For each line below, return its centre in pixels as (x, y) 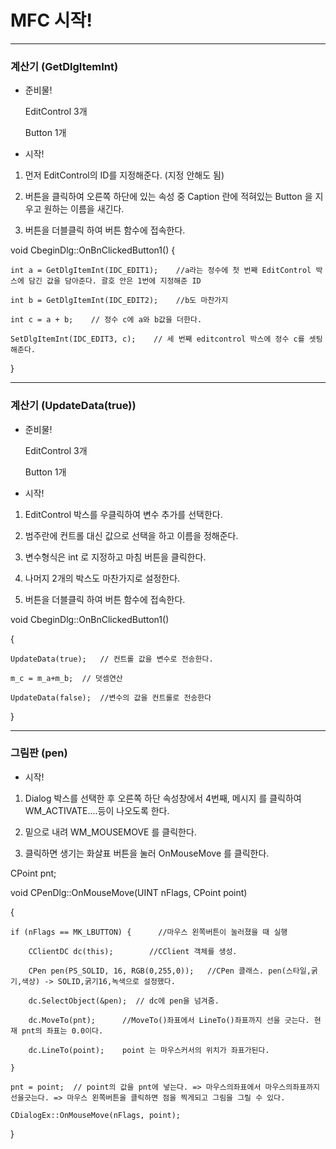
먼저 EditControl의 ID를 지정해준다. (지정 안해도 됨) (124, 175)
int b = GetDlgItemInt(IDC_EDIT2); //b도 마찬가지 (119, 301)
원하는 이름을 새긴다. (84, 209)
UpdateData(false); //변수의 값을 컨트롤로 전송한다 (111, 697)
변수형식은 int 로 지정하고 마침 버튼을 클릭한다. (115, 557)
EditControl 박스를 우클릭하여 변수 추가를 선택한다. (123, 514)
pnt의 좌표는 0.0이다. (62, 1031)
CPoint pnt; (33, 873)
